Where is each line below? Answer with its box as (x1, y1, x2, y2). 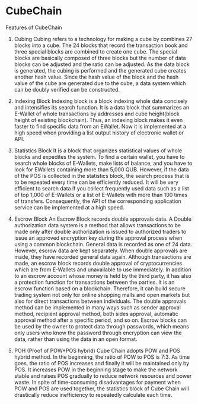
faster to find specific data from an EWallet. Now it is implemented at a (14, 123, 187, 130)
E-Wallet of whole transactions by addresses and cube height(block (14, 110, 180, 117)
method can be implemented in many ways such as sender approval (14, 303, 181, 311)
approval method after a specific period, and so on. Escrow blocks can (14, 317, 187, 324)
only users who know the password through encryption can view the (14, 329, 182, 336)
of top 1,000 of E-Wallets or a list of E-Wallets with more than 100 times (14, 191, 188, 198)
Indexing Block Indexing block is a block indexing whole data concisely (14, 97, 188, 105)
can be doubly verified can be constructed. (14, 86, 120, 93)
